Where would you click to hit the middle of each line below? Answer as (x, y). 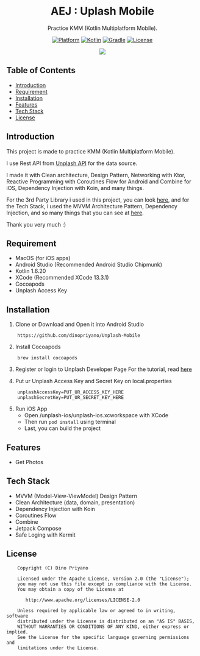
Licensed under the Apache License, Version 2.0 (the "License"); (103, 579)
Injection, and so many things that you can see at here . (75, 213)
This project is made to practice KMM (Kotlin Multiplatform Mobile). (91, 151)
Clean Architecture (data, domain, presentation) (75, 502)
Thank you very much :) (36, 224)
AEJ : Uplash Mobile (102, 11)
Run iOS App (31, 409)
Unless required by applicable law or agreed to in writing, (96, 610)
